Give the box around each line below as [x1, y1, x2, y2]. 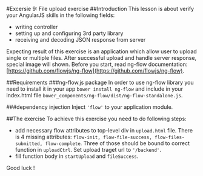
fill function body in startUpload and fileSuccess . [15, 152, 139, 160]
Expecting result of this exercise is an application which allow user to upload [6, 48, 197, 55]
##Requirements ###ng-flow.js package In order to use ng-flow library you [6, 79, 194, 86]
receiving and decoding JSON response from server [15, 36, 146, 43]
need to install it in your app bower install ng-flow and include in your [6, 85, 184, 93]
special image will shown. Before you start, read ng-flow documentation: [6, 60, 188, 68]
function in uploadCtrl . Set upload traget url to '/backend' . [15, 146, 162, 153]
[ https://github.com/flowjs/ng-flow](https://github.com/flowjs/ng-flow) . [6, 67, 185, 74]
